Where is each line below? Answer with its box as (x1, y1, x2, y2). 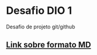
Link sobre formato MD (6, 40, 92, 50)
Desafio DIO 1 (6, 4, 72, 17)
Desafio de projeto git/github (6, 23, 75, 30)
